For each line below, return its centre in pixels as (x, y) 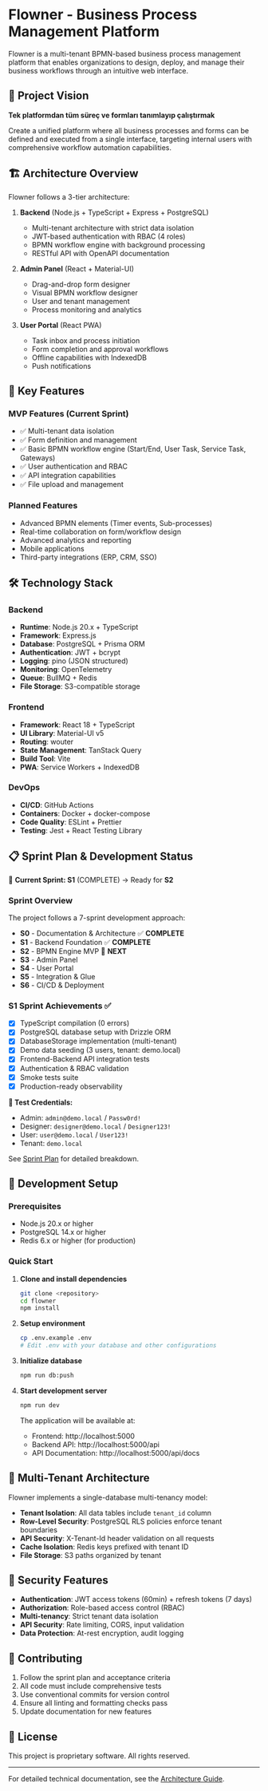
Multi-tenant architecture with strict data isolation (113, 227)
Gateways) (37, 458)
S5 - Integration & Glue (57, 976)
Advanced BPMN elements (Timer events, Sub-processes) (116, 523)
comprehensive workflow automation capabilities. (90, 147)
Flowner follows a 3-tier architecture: (69, 196)
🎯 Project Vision (49, 96)
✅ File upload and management (71, 484)
